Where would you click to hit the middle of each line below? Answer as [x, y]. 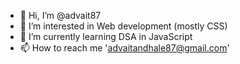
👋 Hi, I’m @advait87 [60, 15]
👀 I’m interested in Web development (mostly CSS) [123, 26]
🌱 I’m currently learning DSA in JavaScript [106, 36]
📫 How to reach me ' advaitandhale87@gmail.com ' [124, 48]
